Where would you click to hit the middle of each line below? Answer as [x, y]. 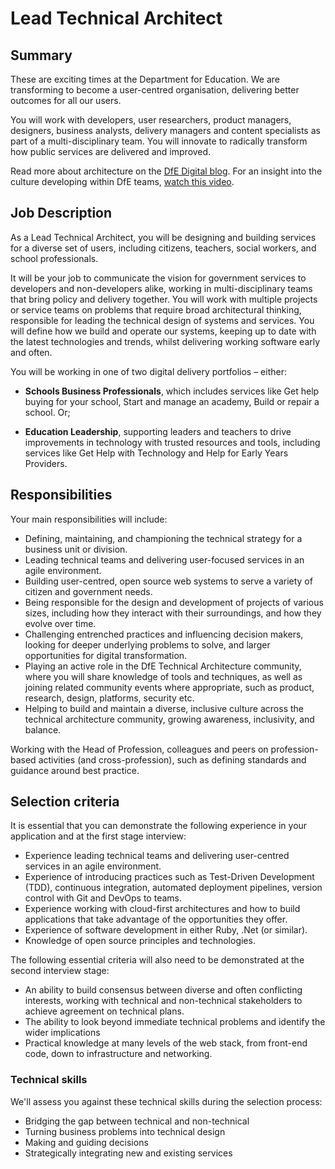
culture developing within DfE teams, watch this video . [122, 181]
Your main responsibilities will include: [89, 519]
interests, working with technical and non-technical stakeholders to [163, 1001]
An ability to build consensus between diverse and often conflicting [163, 990]
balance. [43, 729]
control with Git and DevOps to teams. [103, 898]
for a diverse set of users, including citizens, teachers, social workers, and [163, 248]
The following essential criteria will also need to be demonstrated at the [157, 960]
